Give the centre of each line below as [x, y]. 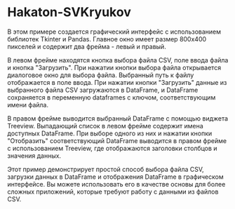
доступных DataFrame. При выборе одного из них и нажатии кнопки [110, 133]
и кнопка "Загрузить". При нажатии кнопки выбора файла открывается [114, 67]
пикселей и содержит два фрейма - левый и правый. [87, 46]
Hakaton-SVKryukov [69, 12]
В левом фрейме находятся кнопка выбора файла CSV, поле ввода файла [118, 60]
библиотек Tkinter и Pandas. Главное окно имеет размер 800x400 [107, 39]
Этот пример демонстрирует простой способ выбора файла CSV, [106, 169]
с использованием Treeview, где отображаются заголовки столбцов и [112, 148]
